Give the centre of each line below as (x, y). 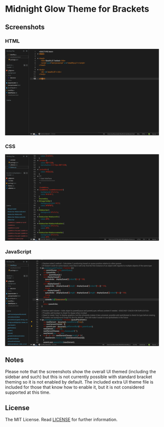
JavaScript (18, 252)
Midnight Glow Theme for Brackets (77, 9)
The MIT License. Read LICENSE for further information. (61, 420)
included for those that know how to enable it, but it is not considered (75, 387)
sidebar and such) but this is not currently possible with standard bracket (79, 377)
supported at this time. (28, 392)
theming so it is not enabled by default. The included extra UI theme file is (79, 382)
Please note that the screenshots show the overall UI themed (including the (81, 372)
